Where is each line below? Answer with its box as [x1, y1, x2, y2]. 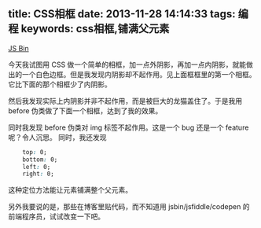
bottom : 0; [22, 156, 58, 164]
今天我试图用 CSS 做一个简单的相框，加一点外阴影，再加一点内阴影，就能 [8, 60, 247, 69]
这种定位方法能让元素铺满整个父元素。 [8, 186, 132, 195]
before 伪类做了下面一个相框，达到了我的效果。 [8, 105, 163, 116]
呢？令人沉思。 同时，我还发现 [8, 132, 107, 142]
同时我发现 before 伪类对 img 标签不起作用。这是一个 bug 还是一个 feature [8, 123, 249, 132]
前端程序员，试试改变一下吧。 [8, 211, 105, 222]
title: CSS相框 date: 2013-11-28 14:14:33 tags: [8, 7, 236, 21]
